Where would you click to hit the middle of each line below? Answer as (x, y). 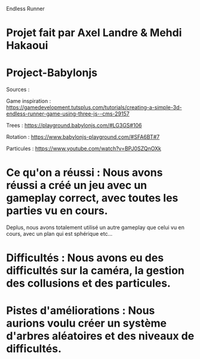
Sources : (18, 90)
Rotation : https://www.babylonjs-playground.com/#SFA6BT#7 (83, 137)
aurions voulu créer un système (87, 323)
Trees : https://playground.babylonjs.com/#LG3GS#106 (74, 126)
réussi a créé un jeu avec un (77, 185)
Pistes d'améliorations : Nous (81, 311)
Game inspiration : (29, 101)
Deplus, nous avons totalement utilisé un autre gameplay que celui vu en (96, 227)
